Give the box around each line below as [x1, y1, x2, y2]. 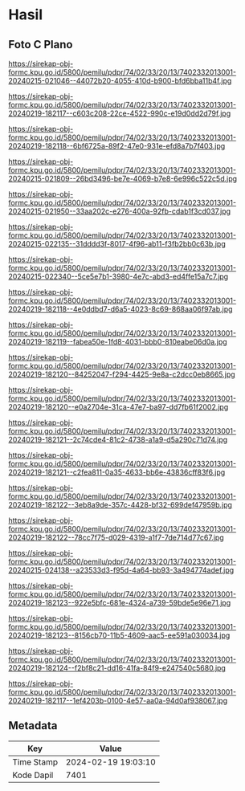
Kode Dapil [12, 769, 54, 781]
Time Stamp [12, 756, 59, 768]
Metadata [8, 719, 58, 732]
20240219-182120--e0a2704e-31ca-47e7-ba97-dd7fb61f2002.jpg [8, 402, 229, 411]
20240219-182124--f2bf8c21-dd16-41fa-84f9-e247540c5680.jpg [8, 663, 227, 672]
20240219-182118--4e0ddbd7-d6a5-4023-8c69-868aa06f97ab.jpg [8, 304, 233, 314]
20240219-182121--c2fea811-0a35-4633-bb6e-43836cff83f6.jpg [8, 467, 226, 477]
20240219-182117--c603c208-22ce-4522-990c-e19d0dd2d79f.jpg [8, 108, 231, 118]
